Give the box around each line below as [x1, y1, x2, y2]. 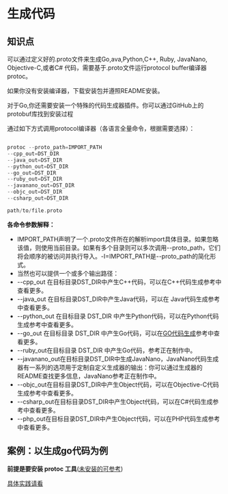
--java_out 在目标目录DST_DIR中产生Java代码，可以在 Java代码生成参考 [16, 295, 220, 303]
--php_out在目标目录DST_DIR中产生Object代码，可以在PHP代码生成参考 [16, 415, 220, 423]
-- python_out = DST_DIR [7, 163, 69, 170]
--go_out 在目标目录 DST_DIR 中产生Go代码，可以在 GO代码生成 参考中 [16, 329, 214, 337]
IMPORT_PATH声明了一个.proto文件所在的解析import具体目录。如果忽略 [16, 235, 219, 243]
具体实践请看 [7, 479, 43, 487]
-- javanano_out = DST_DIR [7, 182, 75, 189]
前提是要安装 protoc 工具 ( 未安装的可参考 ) [7, 465, 124, 473]
